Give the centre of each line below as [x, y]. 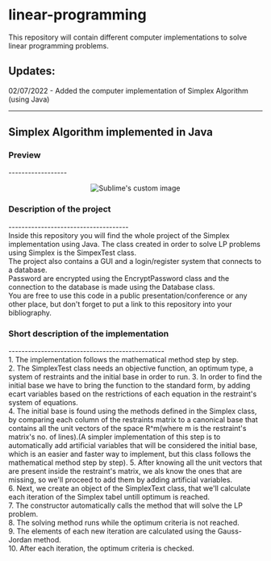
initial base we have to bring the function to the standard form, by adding [129, 386]
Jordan [20, 540]
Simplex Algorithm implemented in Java [111, 132]
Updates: [32, 71]
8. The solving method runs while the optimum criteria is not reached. [124, 523]
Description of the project [60, 209]
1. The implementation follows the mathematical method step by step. [124, 360]
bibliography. [30, 312]
